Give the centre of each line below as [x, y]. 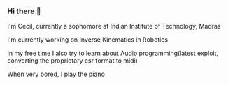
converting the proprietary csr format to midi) [73, 61]
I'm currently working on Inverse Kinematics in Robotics [88, 40]
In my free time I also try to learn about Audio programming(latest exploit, [113, 53]
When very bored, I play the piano [56, 74]
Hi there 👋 [24, 11]
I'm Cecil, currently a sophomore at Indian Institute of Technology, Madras [114, 26]
